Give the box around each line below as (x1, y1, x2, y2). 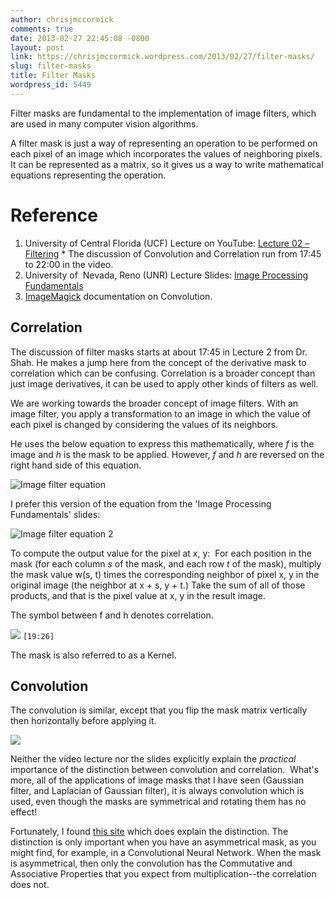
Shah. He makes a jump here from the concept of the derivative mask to (10, 356, 307, 368)
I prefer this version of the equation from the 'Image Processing (10, 497, 272, 510)
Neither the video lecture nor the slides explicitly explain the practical (10, 753, 297, 765)
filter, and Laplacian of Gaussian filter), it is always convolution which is (10, 785, 305, 797)
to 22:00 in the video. (24, 258, 114, 270)
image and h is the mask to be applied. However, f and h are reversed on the (10, 448, 325, 460)
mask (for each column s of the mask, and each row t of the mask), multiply (10, 557, 322, 570)
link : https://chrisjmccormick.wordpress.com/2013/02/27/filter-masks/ (10, 52, 315, 62)
